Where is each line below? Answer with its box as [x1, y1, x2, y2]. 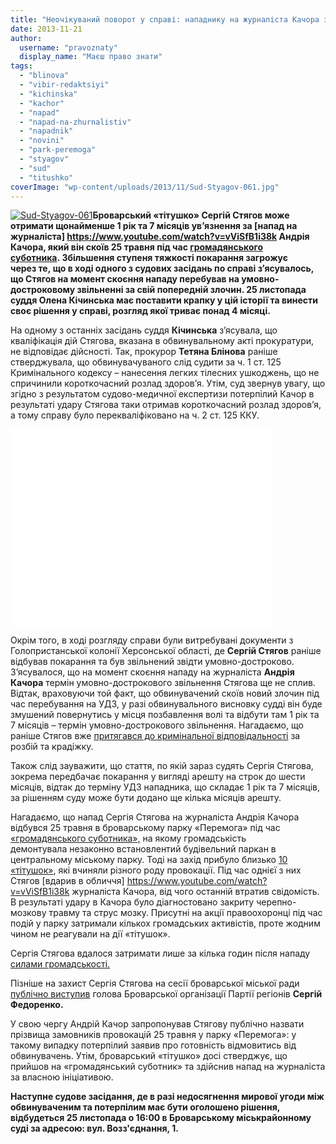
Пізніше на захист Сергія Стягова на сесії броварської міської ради [10, 977, 300, 990]
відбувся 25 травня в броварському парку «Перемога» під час [10, 822, 281, 834]
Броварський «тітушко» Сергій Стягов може [92, 209, 290, 221]
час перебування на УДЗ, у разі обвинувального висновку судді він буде [10, 698, 323, 710]
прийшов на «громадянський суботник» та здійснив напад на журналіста [10, 1061, 326, 1073]
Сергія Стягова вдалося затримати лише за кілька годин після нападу [10, 947, 311, 960]
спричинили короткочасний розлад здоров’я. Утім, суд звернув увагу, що [10, 377, 326, 390]
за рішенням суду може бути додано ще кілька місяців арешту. [10, 792, 282, 804]
